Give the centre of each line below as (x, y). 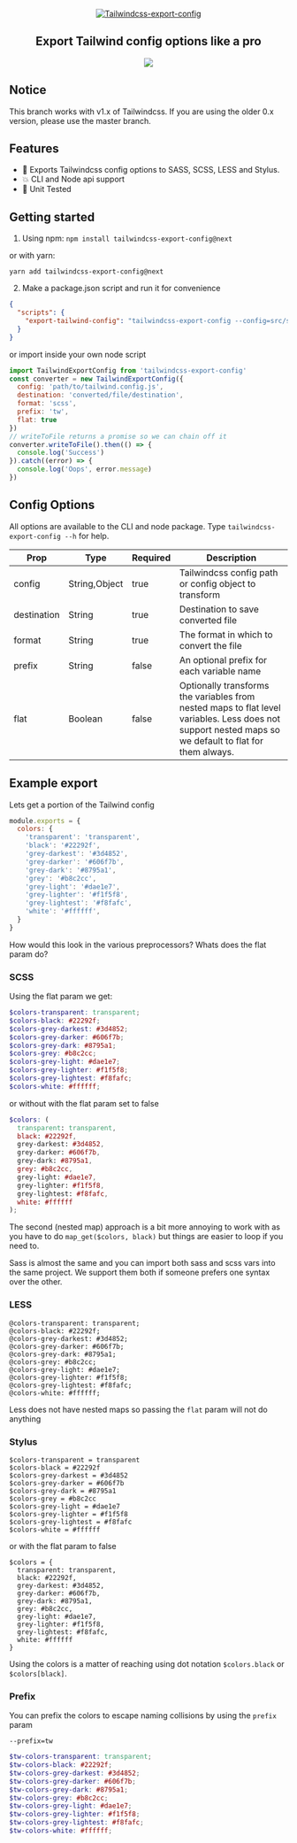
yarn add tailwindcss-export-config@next (87, 272)
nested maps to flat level (230, 707)
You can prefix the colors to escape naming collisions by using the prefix (143, 1716)
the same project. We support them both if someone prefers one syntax (140, 1272)
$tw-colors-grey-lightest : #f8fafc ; (76, 1823)
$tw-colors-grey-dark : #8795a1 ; (69, 1789)
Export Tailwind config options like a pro (148, 41)
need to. (24, 1246)
